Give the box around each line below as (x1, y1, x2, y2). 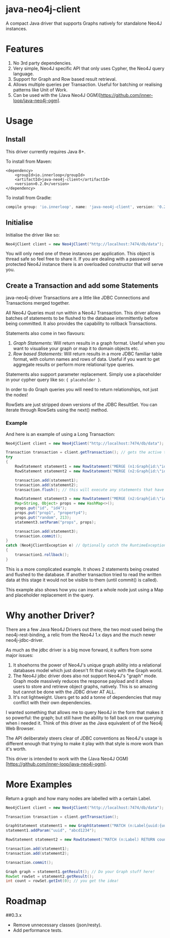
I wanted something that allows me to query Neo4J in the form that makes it (6, 709, 163, 715)
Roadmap (6, 896, 47, 907)
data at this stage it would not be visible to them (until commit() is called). (6, 577, 158, 583)
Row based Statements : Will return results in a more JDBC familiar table (13, 351, 162, 357)
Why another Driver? (6, 610, 95, 621)
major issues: (6, 652, 34, 658)
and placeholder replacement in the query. (6, 592, 94, 598)
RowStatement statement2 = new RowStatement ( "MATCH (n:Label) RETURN (6, 837, 155, 842)
